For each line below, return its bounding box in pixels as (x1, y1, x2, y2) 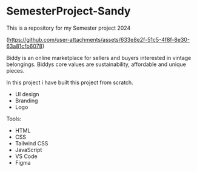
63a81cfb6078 (6, 42, 42, 50)
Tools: (6, 115, 22, 122)
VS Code (15, 153, 38, 160)
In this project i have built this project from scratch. (6, 79, 133, 86)
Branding (15, 97, 38, 104)
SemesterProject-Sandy (6, 4, 131, 18)
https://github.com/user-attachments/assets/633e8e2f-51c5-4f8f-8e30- (8, 36, 190, 43)
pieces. (6, 67, 25, 74)
